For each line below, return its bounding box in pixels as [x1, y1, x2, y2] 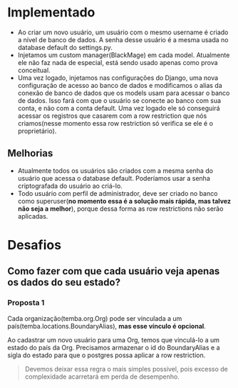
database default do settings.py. [17, 43, 113, 51]
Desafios [7, 237, 62, 253]
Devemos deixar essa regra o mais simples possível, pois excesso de [24, 364, 228, 373]
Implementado [7, 4, 95, 21]
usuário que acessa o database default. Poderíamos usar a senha [17, 174, 210, 182]
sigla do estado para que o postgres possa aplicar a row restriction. [7, 351, 206, 359]
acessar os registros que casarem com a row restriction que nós [17, 111, 207, 120]
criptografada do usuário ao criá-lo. [17, 181, 123, 190]
